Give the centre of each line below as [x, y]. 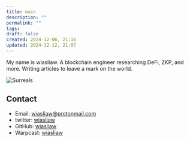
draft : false [22, 34]
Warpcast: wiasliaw [39, 132]
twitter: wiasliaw [35, 120]
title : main [21, 12]
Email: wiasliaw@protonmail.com [55, 113]
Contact [22, 99]
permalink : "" [24, 23]
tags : [13, 28]
